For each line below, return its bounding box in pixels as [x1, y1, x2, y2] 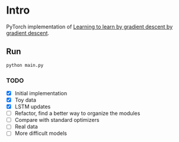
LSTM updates [14, 103, 51, 110]
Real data [14, 123, 39, 130]
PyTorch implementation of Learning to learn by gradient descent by [6, 23, 173, 30]
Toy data [14, 96, 37, 104]
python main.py [6, 62, 44, 68]
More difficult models [14, 130, 67, 137]
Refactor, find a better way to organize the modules [14, 110, 140, 117]
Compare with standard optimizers [14, 117, 100, 124]
